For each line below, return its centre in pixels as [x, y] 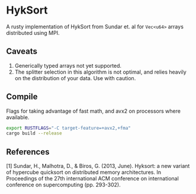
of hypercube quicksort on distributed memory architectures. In [84, 172]
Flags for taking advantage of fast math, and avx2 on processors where [93, 111]
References [28, 152]
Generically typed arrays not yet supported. [68, 65]
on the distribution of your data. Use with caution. [75, 78]
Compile [22, 97]
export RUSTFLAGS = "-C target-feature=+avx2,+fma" [69, 128]
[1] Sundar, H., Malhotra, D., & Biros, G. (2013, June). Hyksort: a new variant [98, 166]
